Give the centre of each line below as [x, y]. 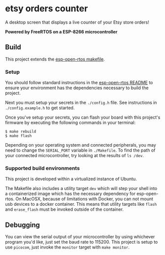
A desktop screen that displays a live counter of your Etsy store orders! [77, 22]
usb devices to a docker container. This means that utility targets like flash [81, 204]
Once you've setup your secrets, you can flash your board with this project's [83, 117]
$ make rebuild [21, 132]
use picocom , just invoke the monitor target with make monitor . [67, 247]
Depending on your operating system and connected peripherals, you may [81, 145]
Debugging [23, 225]
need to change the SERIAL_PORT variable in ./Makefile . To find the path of [80, 150]
